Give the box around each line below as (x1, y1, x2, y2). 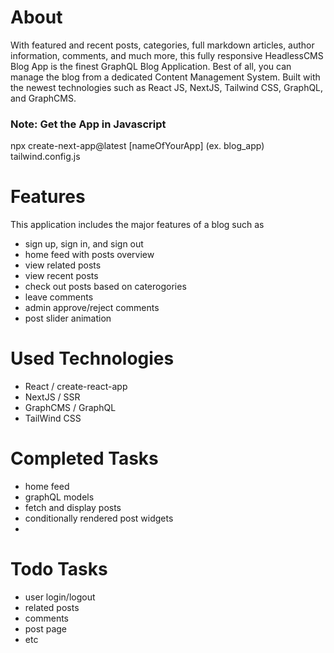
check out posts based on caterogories (24, 281, 187, 293)
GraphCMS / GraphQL (24, 402, 117, 414)
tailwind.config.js (10, 151, 81, 163)
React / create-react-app (24, 381, 128, 393)
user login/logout (24, 591, 96, 603)
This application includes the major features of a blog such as (10, 219, 265, 231)
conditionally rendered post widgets (24, 512, 174, 525)
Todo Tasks (10, 558, 108, 581)
